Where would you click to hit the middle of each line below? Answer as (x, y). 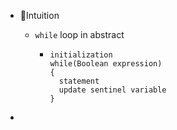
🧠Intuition (39, 15)
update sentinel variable (112, 90)
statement (79, 81)
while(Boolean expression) (106, 64)
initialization (81, 55)
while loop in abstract (79, 34)
